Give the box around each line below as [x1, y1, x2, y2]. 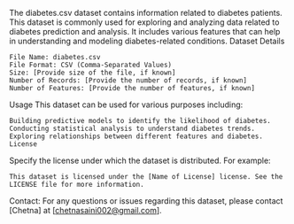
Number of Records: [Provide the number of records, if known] [9, 76, 248, 85]
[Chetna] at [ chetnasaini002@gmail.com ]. [9, 205, 162, 215]
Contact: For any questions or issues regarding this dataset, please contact [9, 196, 283, 206]
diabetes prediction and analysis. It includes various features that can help [9, 27, 281, 36]
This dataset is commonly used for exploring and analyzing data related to [9, 17, 280, 27]
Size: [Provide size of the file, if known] [9, 68, 176, 77]
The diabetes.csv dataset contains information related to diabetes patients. [9, 8, 283, 18]
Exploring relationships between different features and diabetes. [9, 132, 264, 141]
